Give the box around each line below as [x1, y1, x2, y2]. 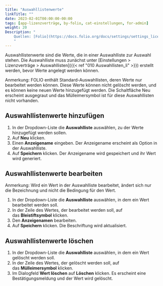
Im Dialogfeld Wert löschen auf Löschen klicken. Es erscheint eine [12, 270, 147, 276]
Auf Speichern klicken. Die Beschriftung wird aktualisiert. [12, 223, 127, 229]
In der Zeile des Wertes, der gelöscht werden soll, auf [12, 260, 120, 266]
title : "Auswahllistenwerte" [5, 7, 64, 12]
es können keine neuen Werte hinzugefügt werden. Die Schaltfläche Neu [5, 87, 150, 93]
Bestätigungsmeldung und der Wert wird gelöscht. [12, 275, 113, 282]
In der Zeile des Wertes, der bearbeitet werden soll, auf [12, 207, 123, 213]
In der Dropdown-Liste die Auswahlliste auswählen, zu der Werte [12, 124, 144, 130]
